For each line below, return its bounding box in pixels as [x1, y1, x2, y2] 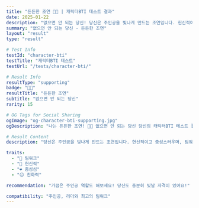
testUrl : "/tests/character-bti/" [6, 63, 92, 69]
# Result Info [6, 74, 41, 80]
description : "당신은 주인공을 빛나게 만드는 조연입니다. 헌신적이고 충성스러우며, [6, 139, 182, 145]
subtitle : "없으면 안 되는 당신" [6, 96, 79, 102]
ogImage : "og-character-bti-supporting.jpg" [6, 118, 118, 123]
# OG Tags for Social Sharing [6, 112, 81, 118]
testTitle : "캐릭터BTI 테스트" [6, 57, 76, 64]
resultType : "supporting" [6, 79, 70, 86]
